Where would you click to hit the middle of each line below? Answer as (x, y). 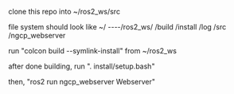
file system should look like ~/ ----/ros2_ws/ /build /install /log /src (117, 27)
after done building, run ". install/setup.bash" (82, 66)
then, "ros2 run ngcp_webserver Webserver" (82, 82)
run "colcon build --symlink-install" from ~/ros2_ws (93, 51)
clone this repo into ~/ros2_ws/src (64, 12)
